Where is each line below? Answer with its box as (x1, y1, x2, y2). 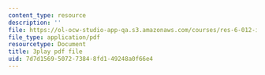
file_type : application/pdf (8, 33, 101, 41)
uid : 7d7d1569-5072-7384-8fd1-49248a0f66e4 (8, 55, 154, 63)
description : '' (8, 19, 62, 27)
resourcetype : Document (8, 41, 87, 48)
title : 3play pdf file (8, 48, 83, 55)
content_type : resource (8, 11, 87, 20)
